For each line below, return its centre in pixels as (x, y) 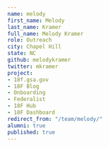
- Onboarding (27, 93)
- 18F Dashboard (31, 112)
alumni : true (27, 125)
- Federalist (27, 100)
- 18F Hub (22, 106)
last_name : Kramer (34, 27)
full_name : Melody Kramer (45, 34)
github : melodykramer (39, 60)
